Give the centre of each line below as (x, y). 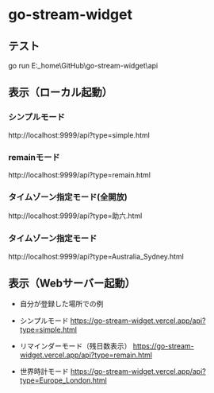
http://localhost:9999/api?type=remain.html (79, 175)
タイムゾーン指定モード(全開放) (68, 196)
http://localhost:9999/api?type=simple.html (79, 135)
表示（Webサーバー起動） (72, 283)
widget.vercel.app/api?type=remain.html (86, 355)
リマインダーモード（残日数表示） (75, 346)
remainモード (34, 157)
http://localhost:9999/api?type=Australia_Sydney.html (96, 256)
